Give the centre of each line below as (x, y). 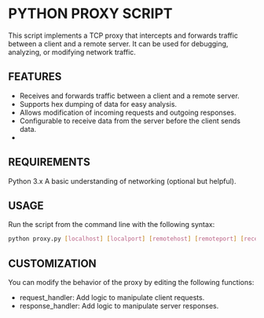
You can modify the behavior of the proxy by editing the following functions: (131, 283)
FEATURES (35, 77)
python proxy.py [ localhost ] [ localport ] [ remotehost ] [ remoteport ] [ (126, 239)
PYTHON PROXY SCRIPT (90, 14)
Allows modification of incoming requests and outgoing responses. (128, 112)
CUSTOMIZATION (52, 263)
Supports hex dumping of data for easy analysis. (98, 104)
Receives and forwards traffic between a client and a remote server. (129, 96)
